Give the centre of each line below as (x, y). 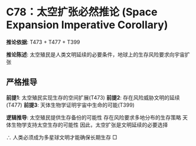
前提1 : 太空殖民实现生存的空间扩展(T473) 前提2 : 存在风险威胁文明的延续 (93, 97)
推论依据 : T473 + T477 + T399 (43, 42)
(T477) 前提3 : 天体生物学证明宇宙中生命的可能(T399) (70, 105)
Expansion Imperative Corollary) (87, 25)
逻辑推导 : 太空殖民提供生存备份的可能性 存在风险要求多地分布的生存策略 (94, 117)
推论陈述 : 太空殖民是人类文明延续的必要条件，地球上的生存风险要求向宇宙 (95, 54)
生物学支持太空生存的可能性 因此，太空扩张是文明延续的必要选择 (89, 125)
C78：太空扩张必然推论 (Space (82, 12)
